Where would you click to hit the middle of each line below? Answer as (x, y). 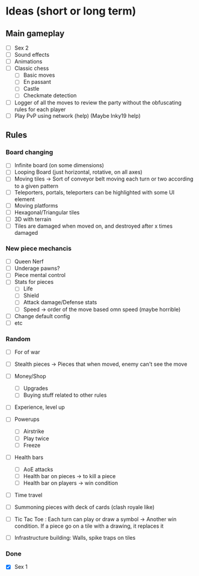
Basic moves (39, 75)
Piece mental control (40, 275)
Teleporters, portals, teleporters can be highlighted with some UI (94, 192)
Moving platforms (36, 205)
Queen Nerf (29, 261)
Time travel (28, 495)
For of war (27, 352)
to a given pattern (36, 186)
